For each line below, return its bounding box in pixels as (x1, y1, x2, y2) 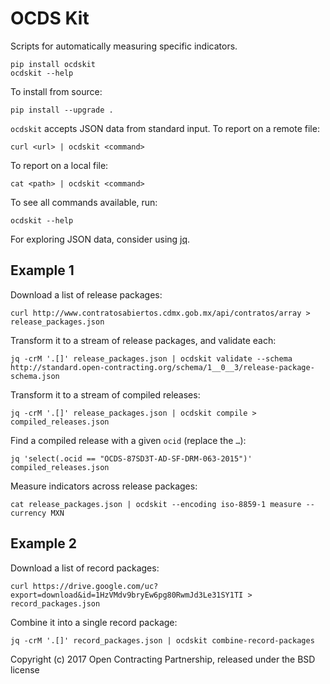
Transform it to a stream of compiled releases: (10, 388, 201, 401)
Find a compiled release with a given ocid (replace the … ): (10, 434, 247, 446)
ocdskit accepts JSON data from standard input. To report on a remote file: (10, 122, 320, 134)
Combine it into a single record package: (10, 616, 178, 628)
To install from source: (10, 85, 103, 97)
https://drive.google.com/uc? (32, 581, 159, 591)
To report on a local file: (10, 159, 109, 171)
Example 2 (10, 535, 77, 552)
